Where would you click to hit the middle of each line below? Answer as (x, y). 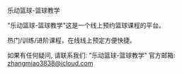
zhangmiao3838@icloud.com (50, 63)
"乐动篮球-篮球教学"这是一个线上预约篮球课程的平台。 (86, 25)
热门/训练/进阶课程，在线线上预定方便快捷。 (72, 40)
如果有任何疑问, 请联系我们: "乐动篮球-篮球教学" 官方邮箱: (91, 55)
